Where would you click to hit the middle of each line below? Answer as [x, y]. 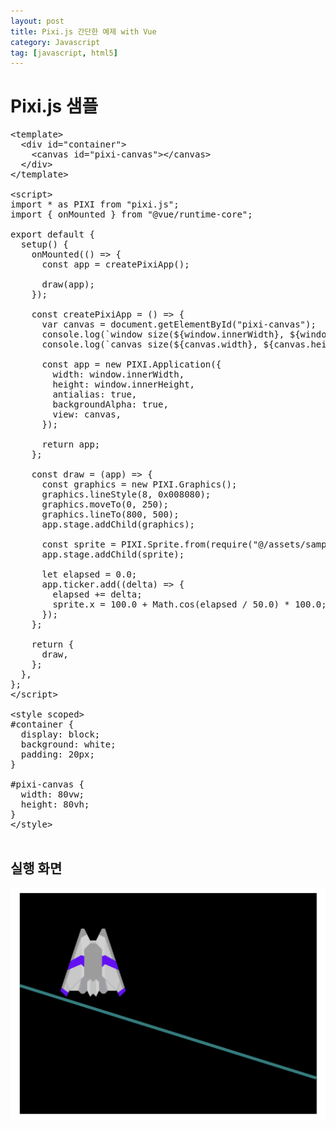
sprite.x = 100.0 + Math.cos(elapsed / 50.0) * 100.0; [189, 604]
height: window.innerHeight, [124, 384]
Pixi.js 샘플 [54, 106]
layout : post [37, 21]
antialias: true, [95, 394]
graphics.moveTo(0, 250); [105, 504]
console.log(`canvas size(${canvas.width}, [150, 344]
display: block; [60, 734]
